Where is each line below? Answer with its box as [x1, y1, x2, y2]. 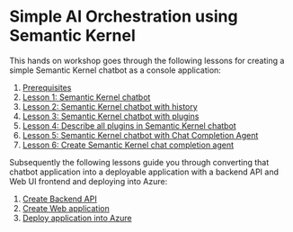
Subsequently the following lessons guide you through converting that [9, 156, 270, 167]
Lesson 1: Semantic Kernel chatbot [22, 92, 151, 103]
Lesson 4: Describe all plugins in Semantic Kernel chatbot [22, 120, 236, 131]
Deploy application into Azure [22, 212, 132, 223]
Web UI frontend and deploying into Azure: [9, 175, 168, 186]
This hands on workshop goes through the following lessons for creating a [9, 55, 285, 66]
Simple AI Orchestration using [9, 6, 238, 27]
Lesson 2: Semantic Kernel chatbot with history [22, 101, 198, 112]
